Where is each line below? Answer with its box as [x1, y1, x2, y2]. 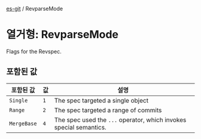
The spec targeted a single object [54, 96, 148, 104]
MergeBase [9, 120, 37, 127]
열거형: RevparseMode [6, 28, 118, 41]
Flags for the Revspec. [6, 48, 62, 55]
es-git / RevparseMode [6, 5, 63, 12]
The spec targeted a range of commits [54, 106, 162, 114]
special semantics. [54, 123, 106, 131]
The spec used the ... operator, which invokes [54, 116, 187, 124]
